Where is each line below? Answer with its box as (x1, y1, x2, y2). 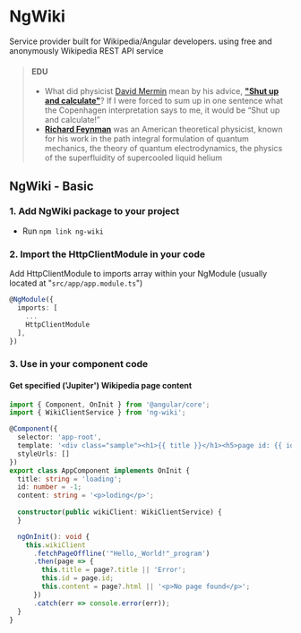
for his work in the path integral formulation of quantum (44, 133, 249, 144)
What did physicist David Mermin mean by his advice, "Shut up (44, 86, 279, 97)
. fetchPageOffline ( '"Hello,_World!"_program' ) (32, 549, 211, 558)
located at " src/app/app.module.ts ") (9, 278, 143, 288)
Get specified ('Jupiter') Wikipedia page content (9, 380, 193, 390)
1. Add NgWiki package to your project (9, 205, 180, 218)
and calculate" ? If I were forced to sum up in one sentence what (44, 96, 284, 107)
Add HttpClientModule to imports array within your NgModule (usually (9, 269, 268, 279)
